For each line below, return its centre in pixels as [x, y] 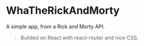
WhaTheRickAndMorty [63, 11]
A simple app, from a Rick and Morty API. [55, 26]
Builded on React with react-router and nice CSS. [79, 37]
